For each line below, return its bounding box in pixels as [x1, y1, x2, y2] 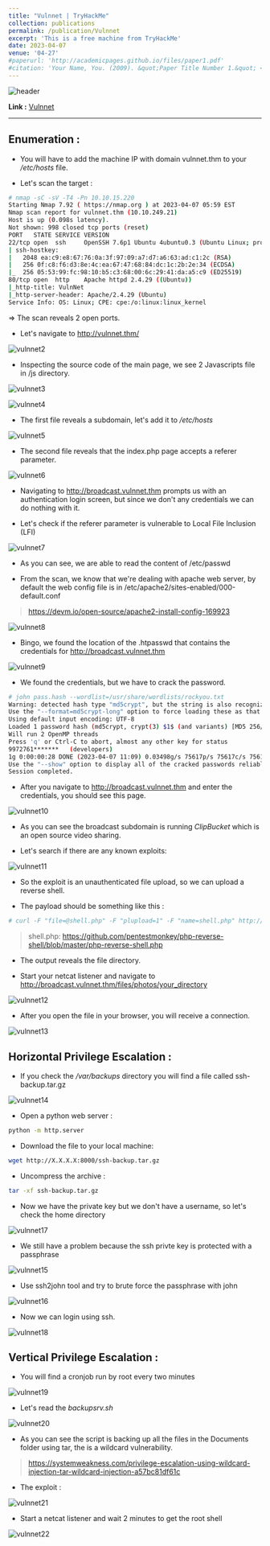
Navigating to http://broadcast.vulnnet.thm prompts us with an [19, 486, 227, 495]
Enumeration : [8, 133, 80, 146]
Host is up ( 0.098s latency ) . [8, 216, 110, 224]
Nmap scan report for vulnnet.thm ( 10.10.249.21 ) [8, 208, 178, 217]
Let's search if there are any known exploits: [19, 846, 167, 856]
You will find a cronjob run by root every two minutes [19, 1372, 195, 1382]
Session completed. [8, 767, 74, 776]
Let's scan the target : [19, 178, 93, 187]
